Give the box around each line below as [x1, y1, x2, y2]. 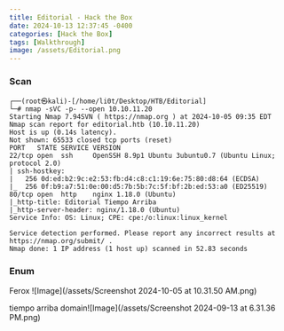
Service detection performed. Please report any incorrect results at [9, 229, 276, 238]
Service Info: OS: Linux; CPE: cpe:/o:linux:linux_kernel [9, 214, 228, 223]
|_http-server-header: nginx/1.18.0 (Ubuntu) [9, 206, 180, 215]
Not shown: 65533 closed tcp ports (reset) [9, 136, 173, 145]
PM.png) [9, 311, 42, 322]
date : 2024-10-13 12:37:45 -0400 [9, 21, 133, 30]
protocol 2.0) [9, 159, 62, 169]
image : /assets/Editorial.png [9, 46, 122, 55]
